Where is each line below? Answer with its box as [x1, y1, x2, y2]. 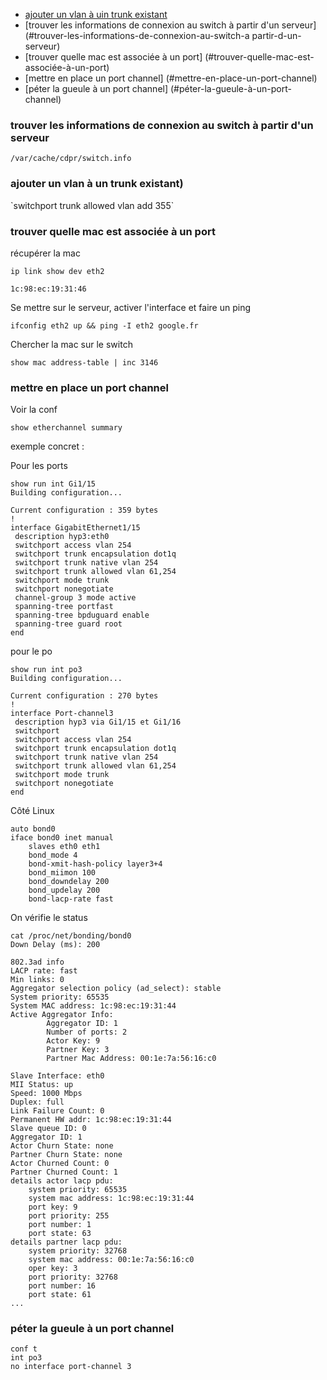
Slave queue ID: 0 [10, 1124, 87, 1134]
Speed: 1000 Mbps [10, 1089, 83, 1099]
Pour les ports [10, 460, 68, 472]
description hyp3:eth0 [14, 532, 110, 542]
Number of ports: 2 [46, 1027, 128, 1038]
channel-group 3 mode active [14, 593, 137, 603]
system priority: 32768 [28, 1246, 128, 1256]
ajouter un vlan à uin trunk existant [24, 9, 168, 20]
